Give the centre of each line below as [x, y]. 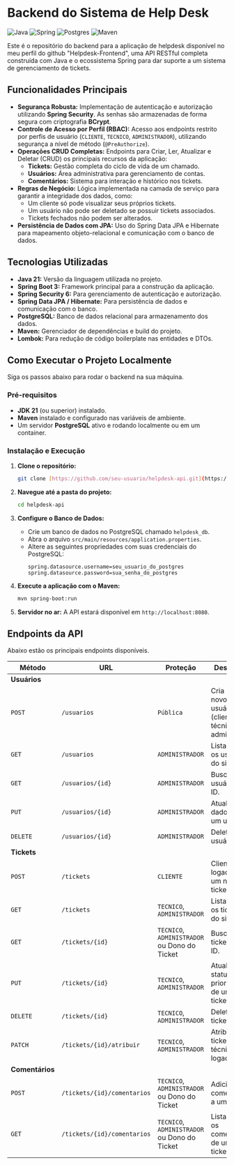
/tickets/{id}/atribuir [101, 1045]
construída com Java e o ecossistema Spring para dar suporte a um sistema [117, 60]
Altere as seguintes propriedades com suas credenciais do [112, 547]
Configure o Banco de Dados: [61, 518]
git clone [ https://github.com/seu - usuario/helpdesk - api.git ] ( [111, 478]
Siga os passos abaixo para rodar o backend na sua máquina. [96, 377]
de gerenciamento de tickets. [49, 68]
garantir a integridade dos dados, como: [75, 195]
